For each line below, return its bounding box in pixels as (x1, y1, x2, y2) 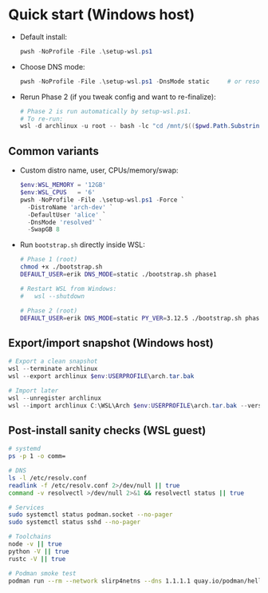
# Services (8, 503, 45, 511)
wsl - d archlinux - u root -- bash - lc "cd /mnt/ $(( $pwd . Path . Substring (19, 122, 263, 130)
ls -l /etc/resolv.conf (8, 474, 88, 482)
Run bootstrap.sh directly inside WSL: (19, 240, 145, 249)
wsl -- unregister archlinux (8, 394, 102, 402)
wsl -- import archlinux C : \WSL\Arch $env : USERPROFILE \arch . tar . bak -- (8, 401, 248, 409)
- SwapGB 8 (27, 225, 60, 233)
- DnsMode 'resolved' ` (27, 218, 103, 226)
